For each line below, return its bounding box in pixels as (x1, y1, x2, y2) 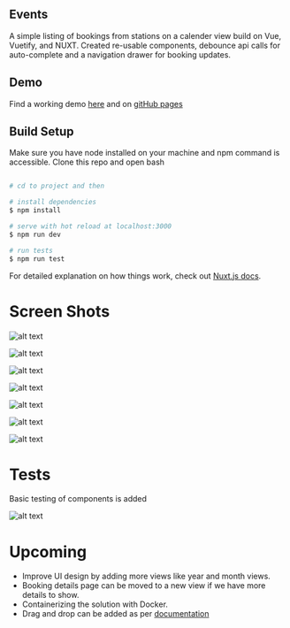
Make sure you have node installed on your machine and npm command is (9, 148, 280, 158)
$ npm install (9, 206, 62, 215)
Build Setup (9, 124, 74, 140)
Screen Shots (9, 301, 111, 321)
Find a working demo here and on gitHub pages (9, 98, 183, 109)
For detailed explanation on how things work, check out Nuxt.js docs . (9, 270, 262, 281)
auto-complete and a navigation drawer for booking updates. (9, 49, 232, 60)
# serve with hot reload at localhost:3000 (9, 222, 172, 231)
